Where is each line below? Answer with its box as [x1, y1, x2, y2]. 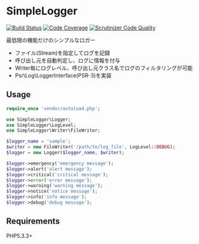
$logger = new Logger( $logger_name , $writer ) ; [6, 150, 125, 156]
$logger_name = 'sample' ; [6, 138, 71, 145]
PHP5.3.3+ [6, 232, 33, 239]
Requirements [6, 216, 60, 227]
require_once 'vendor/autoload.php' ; [6, 105, 101, 112]
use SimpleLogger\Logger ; [6, 116, 71, 123]
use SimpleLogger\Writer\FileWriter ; [6, 127, 101, 133]
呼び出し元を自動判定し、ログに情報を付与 [14, 56, 120, 64]
